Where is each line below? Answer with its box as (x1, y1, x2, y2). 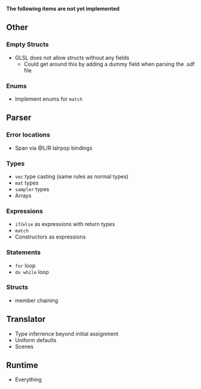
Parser (6, 113, 32, 123)
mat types (14, 179, 39, 186)
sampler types (14, 185, 50, 192)
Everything (14, 376, 42, 383)
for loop (14, 262, 36, 269)
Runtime (6, 360, 38, 370)
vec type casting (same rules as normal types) (14, 173, 129, 180)
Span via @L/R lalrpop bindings (14, 144, 93, 152)
